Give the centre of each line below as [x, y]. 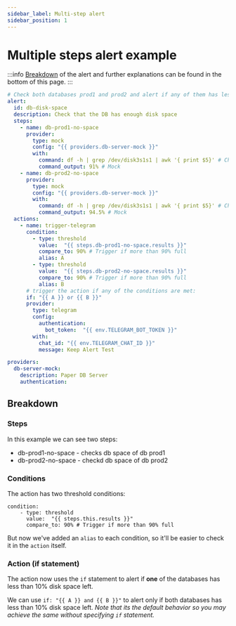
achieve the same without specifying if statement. [81, 615]
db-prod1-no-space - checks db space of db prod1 [91, 452]
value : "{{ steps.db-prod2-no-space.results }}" [113, 271]
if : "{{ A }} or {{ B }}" [64, 297]
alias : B [51, 284]
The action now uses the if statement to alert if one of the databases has [114, 579]
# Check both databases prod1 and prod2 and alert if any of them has [113, 95]
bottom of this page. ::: [40, 82]
